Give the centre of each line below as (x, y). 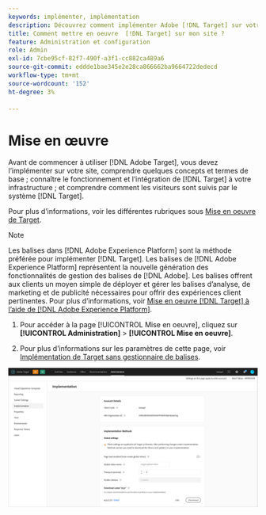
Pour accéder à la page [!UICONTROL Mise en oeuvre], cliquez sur (129, 325)
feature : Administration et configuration (79, 42)
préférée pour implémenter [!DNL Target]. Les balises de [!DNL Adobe (123, 259)
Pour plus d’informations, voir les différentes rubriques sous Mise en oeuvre (132, 212)
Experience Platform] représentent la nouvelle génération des (108, 267)
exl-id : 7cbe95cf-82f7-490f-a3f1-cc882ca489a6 (86, 59)
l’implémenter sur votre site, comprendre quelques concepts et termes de (128, 171)
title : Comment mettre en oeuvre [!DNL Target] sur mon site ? (116, 33)
